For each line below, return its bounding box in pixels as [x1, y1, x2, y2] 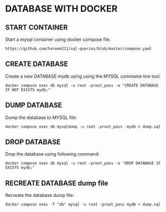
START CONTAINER [5, 23, 68, 32]
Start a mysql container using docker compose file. [5, 36, 111, 42]
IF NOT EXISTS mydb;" [5, 87, 51, 92]
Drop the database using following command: [5, 151, 100, 157]
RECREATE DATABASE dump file [5, 179, 108, 187]
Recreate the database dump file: [5, 192, 74, 198]
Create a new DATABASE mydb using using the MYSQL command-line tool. [5, 73, 161, 79]
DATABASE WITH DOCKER [5, 3, 118, 15]
